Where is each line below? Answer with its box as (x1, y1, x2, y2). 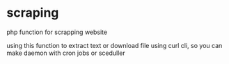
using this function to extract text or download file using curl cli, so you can (6, 41, 223, 49)
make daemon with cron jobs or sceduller (6, 49, 126, 57)
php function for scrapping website (6, 28, 108, 36)
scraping (6, 5, 59, 21)
